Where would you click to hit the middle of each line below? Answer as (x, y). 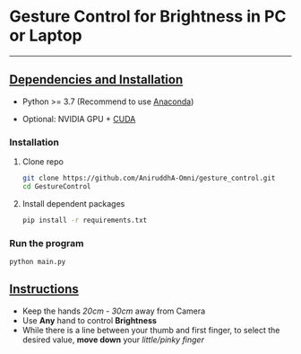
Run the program (47, 243)
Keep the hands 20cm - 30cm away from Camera (114, 311)
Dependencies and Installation (96, 80)
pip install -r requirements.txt (85, 220)
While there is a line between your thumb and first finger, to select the (151, 330)
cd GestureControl (56, 186)
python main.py (38, 261)
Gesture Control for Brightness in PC (148, 17)
